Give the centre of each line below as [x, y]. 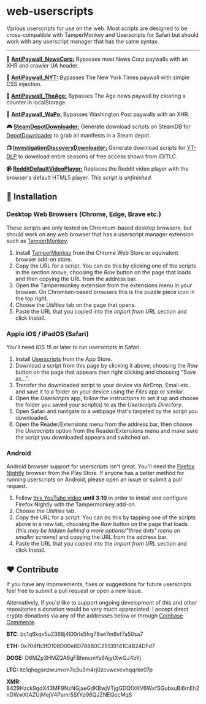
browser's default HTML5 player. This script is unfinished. [79, 177]
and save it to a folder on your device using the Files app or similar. [100, 392]
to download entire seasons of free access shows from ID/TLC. [98, 156]
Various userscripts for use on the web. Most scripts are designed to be [97, 28]
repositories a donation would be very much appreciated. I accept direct [97, 609]
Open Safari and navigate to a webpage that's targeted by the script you [106, 411]
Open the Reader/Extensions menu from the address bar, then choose [104, 424]
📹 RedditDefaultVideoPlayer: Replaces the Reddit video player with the [97, 168]
